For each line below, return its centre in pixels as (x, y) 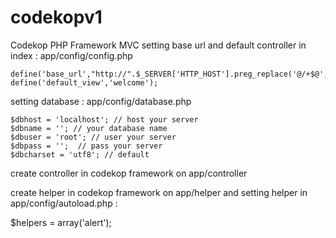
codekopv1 (56, 17)
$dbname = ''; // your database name (89, 128)
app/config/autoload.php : (64, 203)
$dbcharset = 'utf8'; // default (80, 154)
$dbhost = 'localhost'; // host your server (104, 119)
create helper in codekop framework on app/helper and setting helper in (159, 192)
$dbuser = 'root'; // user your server (93, 137)
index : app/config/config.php (71, 55)
